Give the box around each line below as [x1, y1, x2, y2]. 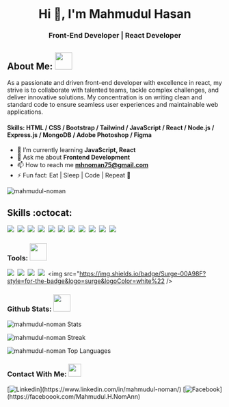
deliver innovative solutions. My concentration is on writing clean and [7, 92, 203, 101]
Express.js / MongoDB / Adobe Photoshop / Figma [7, 130, 152, 139]
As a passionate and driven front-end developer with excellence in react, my [7, 78, 222, 86]
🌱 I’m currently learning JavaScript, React [16, 146, 136, 154]
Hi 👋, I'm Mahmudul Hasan [38, 6, 191, 22]
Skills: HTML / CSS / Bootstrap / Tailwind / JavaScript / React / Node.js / [7, 123, 215, 132]
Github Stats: [7, 304, 53, 314]
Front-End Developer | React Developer [48, 31, 182, 40]
